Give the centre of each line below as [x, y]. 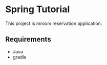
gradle [19, 57]
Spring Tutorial [38, 9]
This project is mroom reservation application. [54, 23]
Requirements [28, 39]
